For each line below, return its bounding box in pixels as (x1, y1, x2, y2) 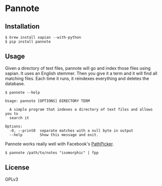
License (5, 163, 30, 172)
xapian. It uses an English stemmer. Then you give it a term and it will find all (5, 70, 158, 76)
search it (9, 115, 29, 120)
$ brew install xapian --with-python (5, 35, 81, 40)
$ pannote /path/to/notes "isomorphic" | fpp (5, 150, 98, 155)
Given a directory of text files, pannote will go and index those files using (5, 65, 151, 71)
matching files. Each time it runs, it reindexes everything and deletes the (5, 76, 149, 81)
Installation (5, 22, 40, 31)
